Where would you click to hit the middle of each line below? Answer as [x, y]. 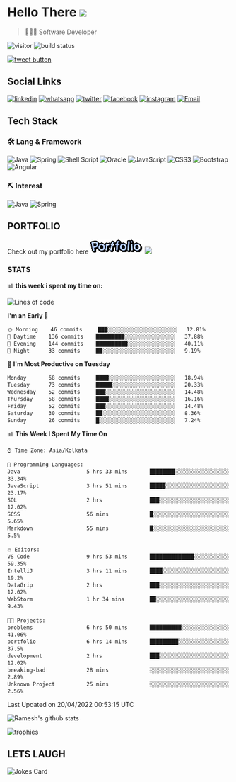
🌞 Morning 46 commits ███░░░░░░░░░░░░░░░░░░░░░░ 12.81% [107, 329]
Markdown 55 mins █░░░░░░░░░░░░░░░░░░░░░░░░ [118, 528]
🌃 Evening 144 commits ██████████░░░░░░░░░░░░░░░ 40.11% [105, 344]
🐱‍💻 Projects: [26, 620]
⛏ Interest [25, 186]
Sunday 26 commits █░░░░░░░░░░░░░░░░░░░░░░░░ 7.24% [104, 420]
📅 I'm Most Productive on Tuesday [59, 364]
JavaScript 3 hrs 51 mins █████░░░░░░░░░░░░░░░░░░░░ [118, 486]
